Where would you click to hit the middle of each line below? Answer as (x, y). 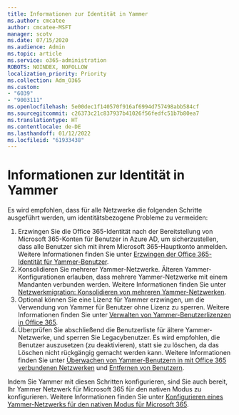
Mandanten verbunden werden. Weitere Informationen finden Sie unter (122, 285)
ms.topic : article (35, 54)
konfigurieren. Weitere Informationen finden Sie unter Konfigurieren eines (115, 397)
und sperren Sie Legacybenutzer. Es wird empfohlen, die (137, 338)
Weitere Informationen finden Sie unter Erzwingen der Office (107, 255)
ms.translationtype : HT (43, 120)
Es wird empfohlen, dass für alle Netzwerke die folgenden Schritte (105, 210)
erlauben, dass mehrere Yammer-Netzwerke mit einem (147, 277)
